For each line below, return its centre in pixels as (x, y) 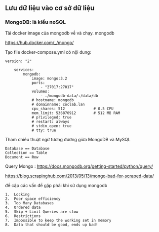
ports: (38, 83)
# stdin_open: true (51, 126)
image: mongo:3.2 (49, 78)
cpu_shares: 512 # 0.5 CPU (72, 109)
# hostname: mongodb (53, 100)
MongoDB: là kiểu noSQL (36, 22)
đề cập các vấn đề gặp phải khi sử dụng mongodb (56, 185)
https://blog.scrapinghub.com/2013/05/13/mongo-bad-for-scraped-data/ (79, 176)
